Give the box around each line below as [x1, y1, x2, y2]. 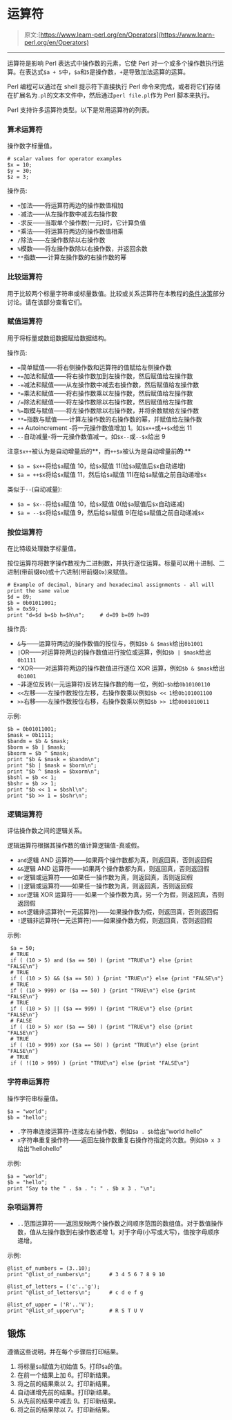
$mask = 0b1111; [7, 732, 54, 739]
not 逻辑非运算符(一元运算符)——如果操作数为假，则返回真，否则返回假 [17, 908, 219, 916]
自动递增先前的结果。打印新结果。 [17, 1388, 115, 1396]
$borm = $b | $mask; [7, 744, 67, 751]
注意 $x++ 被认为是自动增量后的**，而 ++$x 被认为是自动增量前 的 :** [7, 447, 191, 455]
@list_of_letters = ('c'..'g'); [7, 1283, 100, 1290]
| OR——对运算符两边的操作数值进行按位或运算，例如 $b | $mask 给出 [17, 648, 212, 657]
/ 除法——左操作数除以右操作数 [17, 236, 106, 244]
